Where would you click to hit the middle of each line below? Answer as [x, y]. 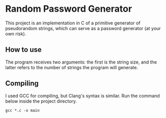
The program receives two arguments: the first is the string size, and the [81, 62]
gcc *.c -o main [22, 110]
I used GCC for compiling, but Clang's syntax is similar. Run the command [83, 96]
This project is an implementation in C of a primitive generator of [73, 23]
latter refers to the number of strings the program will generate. [72, 67]
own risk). [16, 34]
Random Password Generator [69, 9]
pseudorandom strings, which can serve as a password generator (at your [83, 28]
